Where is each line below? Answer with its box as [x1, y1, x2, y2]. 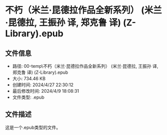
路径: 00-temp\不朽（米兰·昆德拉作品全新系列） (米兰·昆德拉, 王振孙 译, [12, 63, 159, 69]
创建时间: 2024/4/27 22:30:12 [12, 82, 74, 88]
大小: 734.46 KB [12, 76, 46, 81]
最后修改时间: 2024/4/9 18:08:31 [12, 88, 79, 94]
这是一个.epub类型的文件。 [5, 124, 61, 130]
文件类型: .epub [12, 94, 45, 100]
